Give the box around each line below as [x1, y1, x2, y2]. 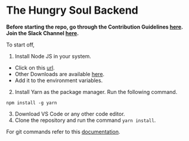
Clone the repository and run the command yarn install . [14, 117, 156, 124]
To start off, [6, 41, 35, 48]
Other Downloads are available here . [14, 70, 105, 77]
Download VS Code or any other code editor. [14, 110, 125, 117]
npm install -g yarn [6, 99, 58, 106]
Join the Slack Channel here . [6, 29, 79, 36]
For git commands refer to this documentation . [6, 128, 120, 135]
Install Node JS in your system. [14, 52, 91, 59]
